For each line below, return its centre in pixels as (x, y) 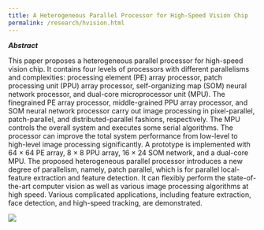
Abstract (23, 45)
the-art (20, 186)
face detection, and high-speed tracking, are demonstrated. (105, 202)
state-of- (242, 177)
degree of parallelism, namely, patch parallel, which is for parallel (114, 169)
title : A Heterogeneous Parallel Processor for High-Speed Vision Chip (128, 15)
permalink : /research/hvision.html (67, 23)
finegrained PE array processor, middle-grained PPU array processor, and (128, 102)
